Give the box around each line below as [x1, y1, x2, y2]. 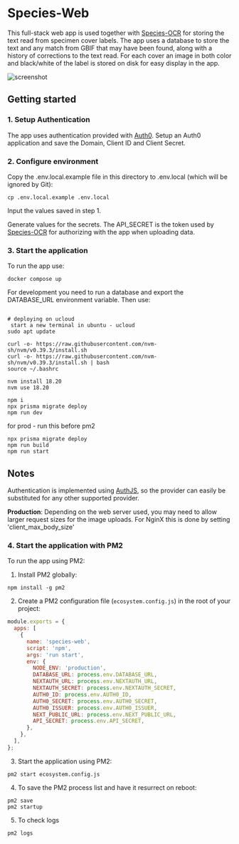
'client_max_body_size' [7, 523, 75, 532]
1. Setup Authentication [7, 115, 90, 125]
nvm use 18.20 [7, 384, 50, 391]
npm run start [7, 448, 50, 456]
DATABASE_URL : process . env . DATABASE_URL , [33, 671, 158, 679]
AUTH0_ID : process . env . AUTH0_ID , [33, 691, 132, 698]
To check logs [17, 815, 59, 824]
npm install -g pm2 [7, 585, 65, 592]
